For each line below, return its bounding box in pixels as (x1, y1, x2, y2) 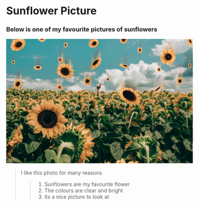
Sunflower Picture (6, 4, 97, 18)
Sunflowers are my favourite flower (44, 181, 130, 188)
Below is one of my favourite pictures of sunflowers (6, 25, 158, 34)
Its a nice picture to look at (44, 194, 110, 201)
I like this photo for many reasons (20, 169, 102, 176)
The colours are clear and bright (44, 187, 123, 194)
